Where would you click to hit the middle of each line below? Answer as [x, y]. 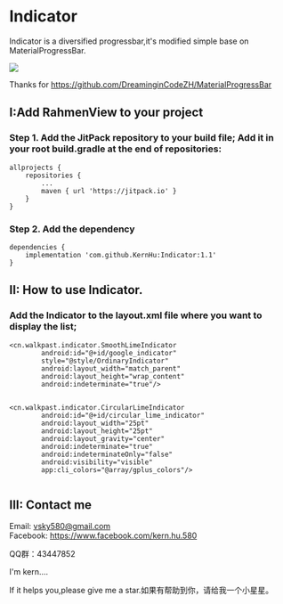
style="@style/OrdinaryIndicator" [105, 361]
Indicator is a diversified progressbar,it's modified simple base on [129, 41]
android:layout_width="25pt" [95, 423]
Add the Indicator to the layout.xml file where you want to [136, 315]
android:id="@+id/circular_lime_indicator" [123, 415]
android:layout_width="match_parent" [111, 368]
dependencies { [37, 247]
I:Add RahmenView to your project [106, 113]
